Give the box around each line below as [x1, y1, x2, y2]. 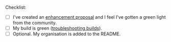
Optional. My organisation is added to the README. [12, 31, 121, 37]
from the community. [12, 20, 57, 26]
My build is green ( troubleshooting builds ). [12, 25, 102, 31]
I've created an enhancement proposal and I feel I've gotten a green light [12, 14, 166, 20]
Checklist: [5, 5, 27, 10]
